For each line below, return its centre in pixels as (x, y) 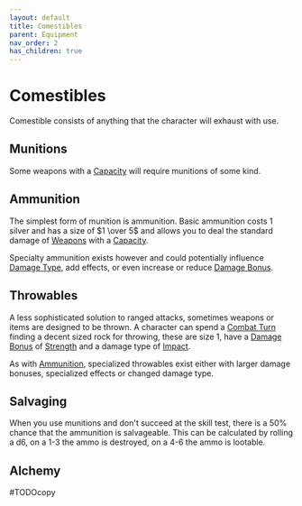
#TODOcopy (32, 492)
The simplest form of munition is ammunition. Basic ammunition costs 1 (141, 221)
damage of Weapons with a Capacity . (79, 240)
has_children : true (46, 51)
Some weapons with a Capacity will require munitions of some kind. (135, 170)
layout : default (40, 18)
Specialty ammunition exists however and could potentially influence (137, 257)
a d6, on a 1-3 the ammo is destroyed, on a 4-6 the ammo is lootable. (137, 442)
